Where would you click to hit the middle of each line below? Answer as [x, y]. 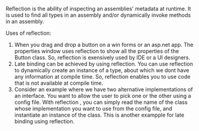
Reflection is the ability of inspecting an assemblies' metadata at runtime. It [98, 9]
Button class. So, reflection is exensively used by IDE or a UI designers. [102, 57]
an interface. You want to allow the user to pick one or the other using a [102, 96]
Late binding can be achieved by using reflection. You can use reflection [103, 64]
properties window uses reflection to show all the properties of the [97, 51]
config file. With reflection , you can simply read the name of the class [101, 102]
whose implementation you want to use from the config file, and [93, 108]
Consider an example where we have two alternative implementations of [103, 89]
